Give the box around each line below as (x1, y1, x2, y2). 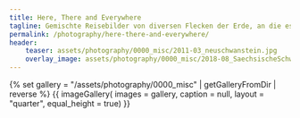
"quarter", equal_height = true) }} (9, 98, 131, 108)
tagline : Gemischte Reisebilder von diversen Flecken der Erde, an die (9, 21, 281, 30)
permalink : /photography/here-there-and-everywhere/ (9, 29, 210, 38)
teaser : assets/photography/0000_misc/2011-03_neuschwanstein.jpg (25, 46, 278, 55)
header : (9, 38, 38, 47)
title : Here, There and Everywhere (9, 13, 142, 22)
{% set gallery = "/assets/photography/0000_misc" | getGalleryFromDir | (9, 80, 277, 89)
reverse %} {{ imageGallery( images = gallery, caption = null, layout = (9, 88, 265, 99)
